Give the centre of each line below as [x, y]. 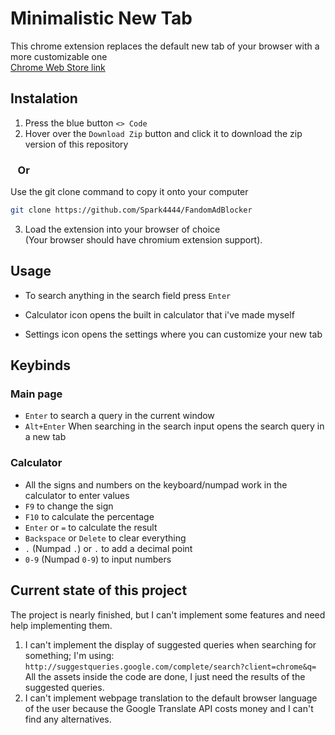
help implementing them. [61, 625]
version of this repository [76, 144]
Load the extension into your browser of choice [122, 229]
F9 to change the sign [69, 506]
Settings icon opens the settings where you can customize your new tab [173, 334]
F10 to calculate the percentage [89, 516]
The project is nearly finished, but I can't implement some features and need [168, 614]
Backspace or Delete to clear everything [105, 538]
